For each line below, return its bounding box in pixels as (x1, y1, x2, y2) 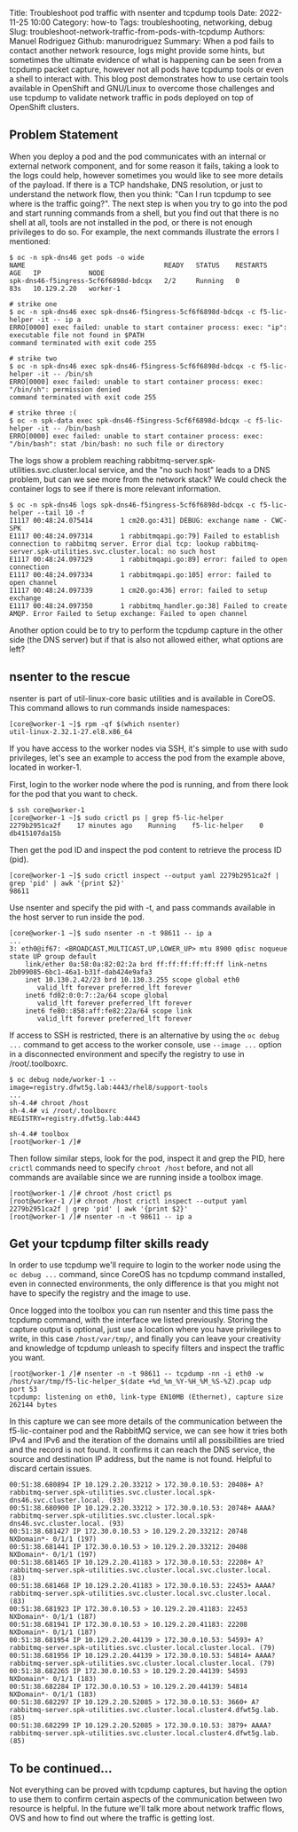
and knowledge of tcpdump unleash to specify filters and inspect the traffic (9, 1343, 286, 1354)
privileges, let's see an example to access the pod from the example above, (9, 752, 286, 762)
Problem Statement (9, 128, 119, 143)
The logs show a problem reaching (9, 454, 137, 465)
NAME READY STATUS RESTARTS (9, 261, 268, 270)
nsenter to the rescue (9, 669, 130, 684)
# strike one (9, 299, 58, 309)
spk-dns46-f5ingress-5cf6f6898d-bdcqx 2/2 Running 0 (9, 276, 240, 285)
